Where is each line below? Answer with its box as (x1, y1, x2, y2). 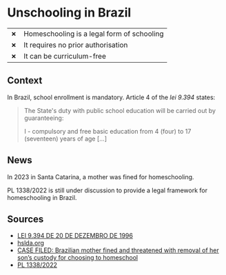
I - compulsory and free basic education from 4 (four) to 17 (23, 127, 192, 135)
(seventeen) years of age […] (23, 134, 107, 143)
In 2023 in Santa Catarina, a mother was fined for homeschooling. (7, 172, 194, 181)
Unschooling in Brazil (7, 5, 132, 21)
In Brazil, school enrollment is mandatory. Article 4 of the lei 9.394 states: (7, 93, 216, 101)
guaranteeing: (23, 114, 64, 122)
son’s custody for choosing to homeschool (17, 254, 138, 262)
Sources (7, 213, 44, 225)
